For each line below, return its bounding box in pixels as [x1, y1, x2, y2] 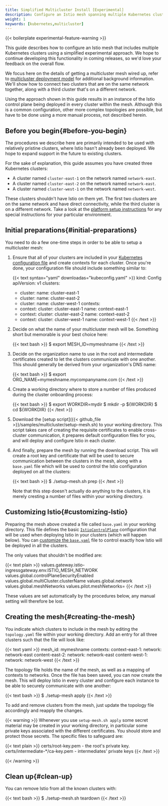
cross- [143, 427, 157, 433]
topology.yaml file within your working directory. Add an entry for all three [5, 631, 157, 637]
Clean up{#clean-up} [5, 772, 73, 780]
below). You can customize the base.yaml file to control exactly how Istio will [5, 537, 162, 543]
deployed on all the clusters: [12, 468, 71, 474]
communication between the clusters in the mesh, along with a [12, 458, 142, 464]
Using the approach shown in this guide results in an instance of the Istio [5, 96, 155, 102]
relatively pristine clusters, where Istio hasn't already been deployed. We [5, 145, 155, 151]
